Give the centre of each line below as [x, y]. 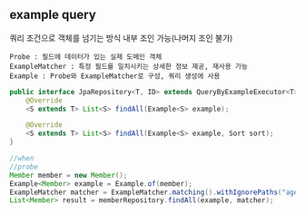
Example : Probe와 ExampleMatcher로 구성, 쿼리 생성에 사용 [115, 76]
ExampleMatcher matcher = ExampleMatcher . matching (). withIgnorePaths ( [146, 192]
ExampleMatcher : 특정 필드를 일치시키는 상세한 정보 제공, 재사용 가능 [128, 66]
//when [22, 159]
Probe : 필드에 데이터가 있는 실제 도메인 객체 [86, 57]
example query [53, 15]
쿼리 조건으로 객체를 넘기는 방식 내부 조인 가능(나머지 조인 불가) [121, 38]
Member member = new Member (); [69, 175]
